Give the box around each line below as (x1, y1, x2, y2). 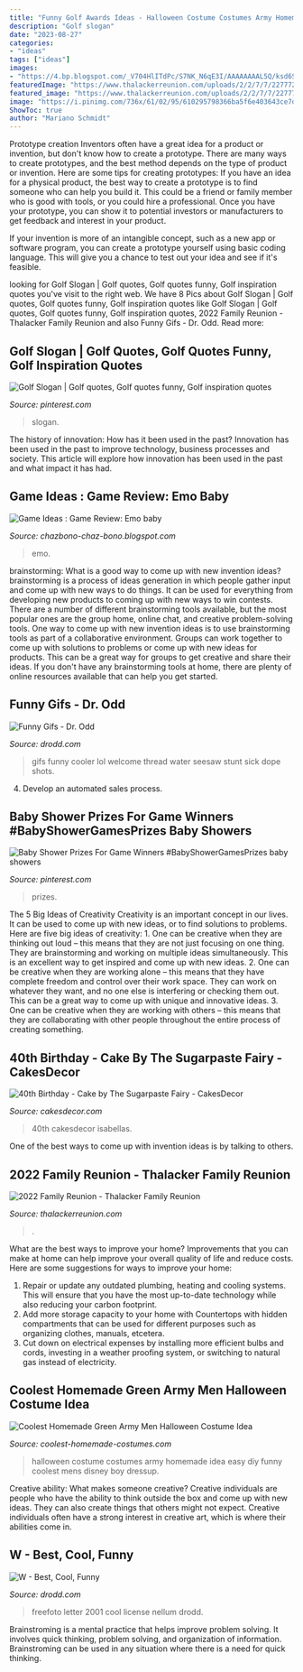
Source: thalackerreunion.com (9, 1208, 123, 1219)
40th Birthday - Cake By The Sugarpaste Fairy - (9, 1050, 282, 1066)
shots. (31, 765, 55, 776)
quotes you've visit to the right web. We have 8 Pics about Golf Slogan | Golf (9, 289, 294, 300)
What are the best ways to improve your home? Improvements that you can (9, 1243, 289, 1254)
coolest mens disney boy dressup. (31, 1465, 160, 1476)
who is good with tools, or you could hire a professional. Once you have (9, 196, 276, 208)
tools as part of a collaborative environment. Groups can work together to (9, 633, 282, 643)
